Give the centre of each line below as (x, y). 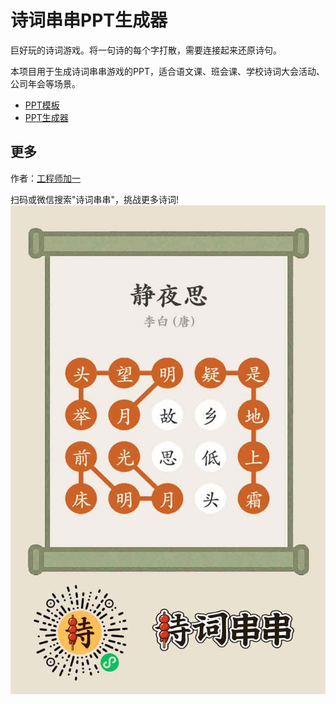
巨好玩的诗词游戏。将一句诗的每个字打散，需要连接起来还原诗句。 (146, 50)
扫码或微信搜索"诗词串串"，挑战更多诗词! (95, 199)
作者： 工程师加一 (45, 178)
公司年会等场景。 (45, 83)
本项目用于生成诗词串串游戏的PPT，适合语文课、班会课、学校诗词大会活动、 (167, 71)
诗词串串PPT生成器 (89, 20)
